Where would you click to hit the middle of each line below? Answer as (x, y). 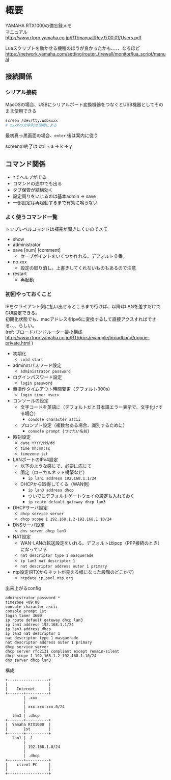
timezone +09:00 (22, 602)
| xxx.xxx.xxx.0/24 (44, 707)
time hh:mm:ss (35, 448)
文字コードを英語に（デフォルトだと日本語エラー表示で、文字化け (89, 407)
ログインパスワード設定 (37, 377)
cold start (32, 360)
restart (20, 274)
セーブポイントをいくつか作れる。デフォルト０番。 (74, 256)
